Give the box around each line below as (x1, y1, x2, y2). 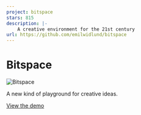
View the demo (6, 102, 45, 109)
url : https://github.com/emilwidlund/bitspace (6, 32, 127, 38)
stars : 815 (6, 15, 34, 21)
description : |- (6, 20, 48, 26)
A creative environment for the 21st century (17, 26, 136, 32)
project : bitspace (6, 9, 53, 15)
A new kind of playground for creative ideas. (6, 90, 118, 98)
